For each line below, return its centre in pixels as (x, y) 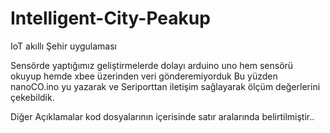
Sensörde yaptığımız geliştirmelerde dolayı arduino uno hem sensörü (152, 65)
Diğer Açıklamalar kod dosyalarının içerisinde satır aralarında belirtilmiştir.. (162, 116)
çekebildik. (32, 97)
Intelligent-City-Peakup (110, 18)
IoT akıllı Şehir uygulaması (63, 46)
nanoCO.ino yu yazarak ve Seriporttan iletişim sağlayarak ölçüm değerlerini (165, 86)
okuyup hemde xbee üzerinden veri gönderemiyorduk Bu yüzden (144, 76)
